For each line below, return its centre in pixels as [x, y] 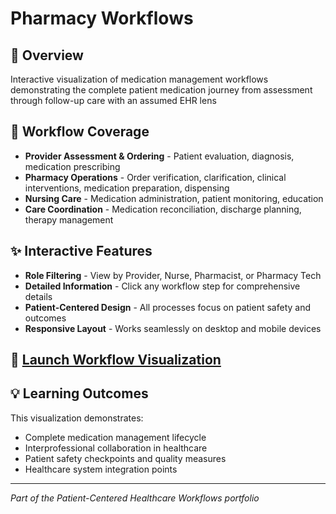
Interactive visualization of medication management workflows [139, 79]
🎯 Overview [47, 55]
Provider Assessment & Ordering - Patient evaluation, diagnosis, [159, 156]
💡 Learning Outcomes [79, 393]
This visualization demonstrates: [77, 418]
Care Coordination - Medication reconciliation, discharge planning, [163, 209]
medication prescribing [72, 166]
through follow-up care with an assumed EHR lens [113, 100]
